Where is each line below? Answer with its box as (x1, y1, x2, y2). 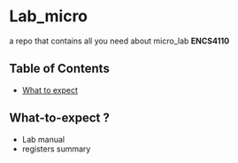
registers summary (21, 144, 91, 154)
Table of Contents (9, 61, 111, 76)
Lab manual (21, 134, 65, 144)
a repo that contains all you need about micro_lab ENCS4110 (9, 35, 230, 46)
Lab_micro (9, 6, 88, 27)
